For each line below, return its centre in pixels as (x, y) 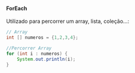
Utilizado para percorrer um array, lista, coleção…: (68, 21)
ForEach (17, 8)
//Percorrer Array (29, 48)
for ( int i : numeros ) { (37, 54)
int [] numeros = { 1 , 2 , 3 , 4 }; (42, 38)
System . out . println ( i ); (46, 59)
